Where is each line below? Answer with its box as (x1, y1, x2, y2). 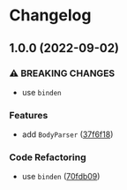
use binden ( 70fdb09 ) (21, 171, 101, 182)
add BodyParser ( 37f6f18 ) (21, 129, 114, 140)
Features (9, 109, 49, 121)
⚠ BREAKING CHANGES (9, 67, 116, 80)
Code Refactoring (9, 151, 86, 163)
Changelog (9, 5, 92, 26)
